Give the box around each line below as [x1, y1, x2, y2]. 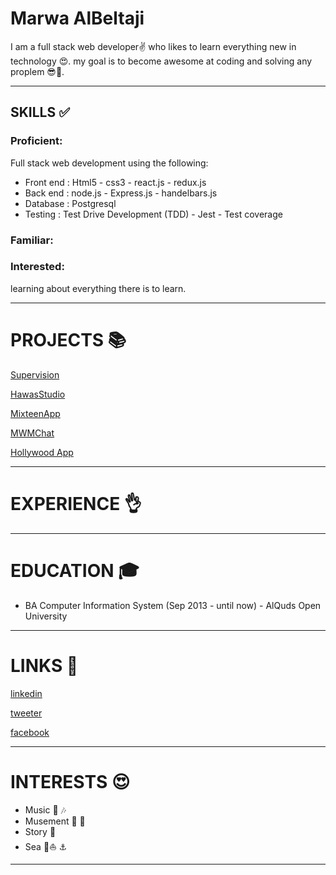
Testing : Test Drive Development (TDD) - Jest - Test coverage [24, 208, 283, 220]
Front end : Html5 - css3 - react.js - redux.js [24, 176, 207, 188]
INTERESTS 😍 [10, 770, 131, 793]
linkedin [10, 687, 43, 699]
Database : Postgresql [24, 197, 117, 209]
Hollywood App [10, 446, 74, 458]
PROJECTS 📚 [10, 329, 127, 352]
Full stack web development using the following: [10, 157, 209, 169]
